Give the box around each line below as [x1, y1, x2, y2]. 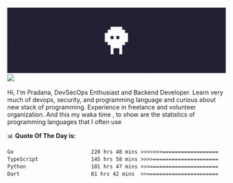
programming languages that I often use [7, 118, 122, 126]
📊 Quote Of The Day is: [7, 132, 76, 140]
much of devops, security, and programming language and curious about [7, 96, 216, 104]
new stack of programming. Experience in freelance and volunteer [7, 103, 196, 112]
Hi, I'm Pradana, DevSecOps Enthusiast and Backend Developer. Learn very [7, 88, 224, 97]
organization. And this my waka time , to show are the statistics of [7, 110, 196, 119]
